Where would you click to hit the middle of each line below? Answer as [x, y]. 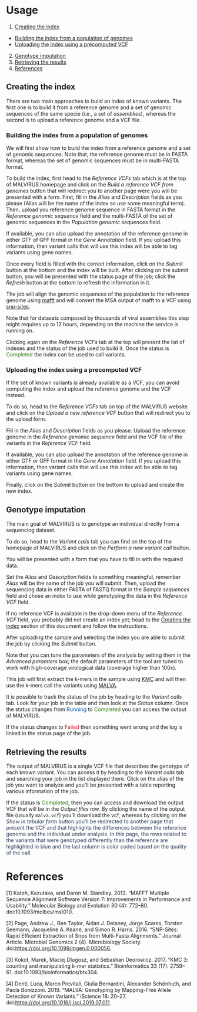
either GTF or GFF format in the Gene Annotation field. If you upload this [94, 461]
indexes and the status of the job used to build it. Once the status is [88, 348]
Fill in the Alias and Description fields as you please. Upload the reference [96, 431]
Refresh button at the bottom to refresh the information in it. [79, 283]
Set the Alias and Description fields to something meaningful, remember [94, 577]
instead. [16, 395]
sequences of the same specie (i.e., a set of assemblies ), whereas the [91, 113]
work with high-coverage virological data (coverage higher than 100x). [91, 668]
